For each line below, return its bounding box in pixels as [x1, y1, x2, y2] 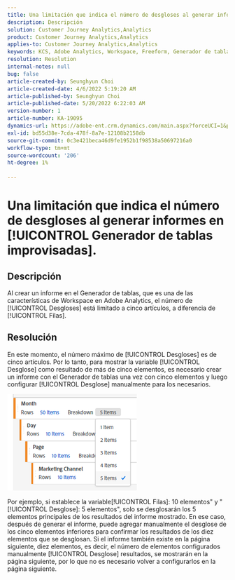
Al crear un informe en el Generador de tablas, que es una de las [7, 289, 194, 297]
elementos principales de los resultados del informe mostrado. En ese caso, [7, 512, 226, 520]
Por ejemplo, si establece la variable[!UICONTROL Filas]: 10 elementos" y [7, 497, 218, 506]
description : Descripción [7, 18, 83, 26]
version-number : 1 [7, 107, 61, 115]
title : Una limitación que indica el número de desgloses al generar [7, 11, 215, 18]
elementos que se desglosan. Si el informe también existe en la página [7, 534, 211, 543]
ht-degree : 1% [7, 159, 49, 166]
